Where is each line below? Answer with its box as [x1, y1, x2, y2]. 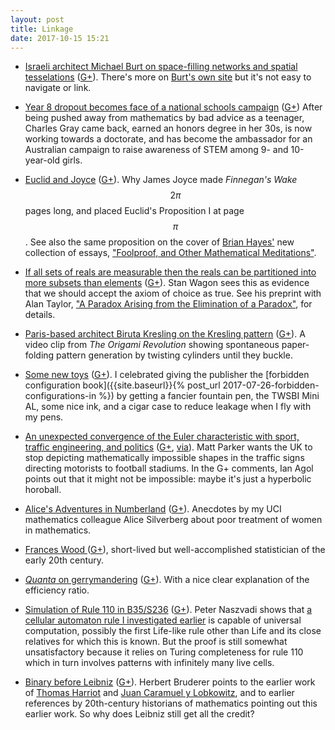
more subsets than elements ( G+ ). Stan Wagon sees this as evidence [24, 277, 310, 289]
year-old [24, 154, 61, 166]
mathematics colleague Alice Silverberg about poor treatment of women [24, 514, 323, 526]
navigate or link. [24, 82, 92, 94]
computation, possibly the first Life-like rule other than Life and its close [24, 625, 322, 637]
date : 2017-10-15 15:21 [10, 33, 110, 43]
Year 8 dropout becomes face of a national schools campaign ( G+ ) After [24, 101, 323, 113]
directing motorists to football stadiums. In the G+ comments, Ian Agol [24, 462, 314, 475]
